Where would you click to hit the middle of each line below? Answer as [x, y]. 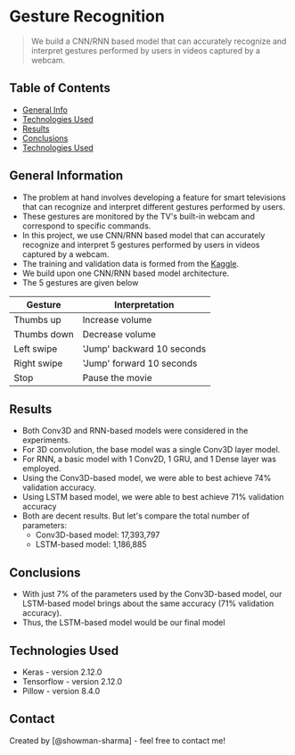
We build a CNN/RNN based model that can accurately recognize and [159, 41]
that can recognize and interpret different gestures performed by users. [153, 206]
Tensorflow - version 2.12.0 [72, 681]
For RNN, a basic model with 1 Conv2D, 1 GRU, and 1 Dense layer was [149, 459]
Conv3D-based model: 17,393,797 [98, 535]
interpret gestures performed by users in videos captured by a [146, 50]
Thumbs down [44, 334]
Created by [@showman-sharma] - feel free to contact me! [117, 740]
